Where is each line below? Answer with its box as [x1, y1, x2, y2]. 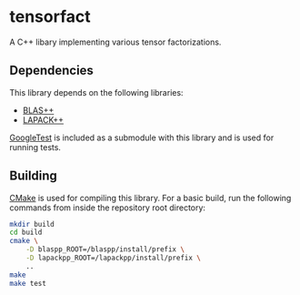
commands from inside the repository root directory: [9, 202, 206, 213]
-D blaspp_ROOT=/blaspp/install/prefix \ [25, 245, 185, 254]
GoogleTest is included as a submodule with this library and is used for [9, 132, 275, 143]
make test [9, 279, 47, 288]
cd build [9, 228, 43, 238]
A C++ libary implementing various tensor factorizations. [9, 36, 222, 47]
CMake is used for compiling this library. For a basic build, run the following [9, 192, 292, 203]
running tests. [9, 141, 62, 152]
